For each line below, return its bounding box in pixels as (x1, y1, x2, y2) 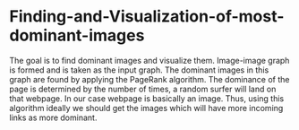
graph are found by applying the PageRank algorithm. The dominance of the (9, 74, 290, 84)
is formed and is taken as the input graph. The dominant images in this (9, 65, 269, 75)
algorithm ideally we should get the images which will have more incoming (9, 102, 284, 113)
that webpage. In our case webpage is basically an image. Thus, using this (9, 92, 285, 104)
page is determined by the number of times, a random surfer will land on (9, 83, 277, 94)
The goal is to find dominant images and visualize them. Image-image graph (9, 55, 290, 65)
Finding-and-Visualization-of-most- (9, 6, 285, 27)
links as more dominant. (9, 112, 98, 123)
